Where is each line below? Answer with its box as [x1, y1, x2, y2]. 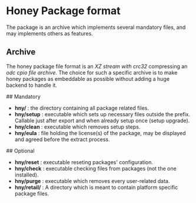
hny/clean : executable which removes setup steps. [14, 123, 141, 130]
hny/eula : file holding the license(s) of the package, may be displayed [14, 129, 187, 136]
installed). [14, 171, 39, 178]
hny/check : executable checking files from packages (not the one [14, 165, 177, 172]
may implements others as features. [6, 30, 93, 37]
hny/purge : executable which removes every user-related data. [14, 177, 170, 184]
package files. [14, 190, 49, 197]
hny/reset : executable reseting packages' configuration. [14, 158, 153, 166]
